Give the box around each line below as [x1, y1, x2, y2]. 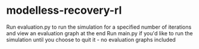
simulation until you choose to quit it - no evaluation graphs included [6, 36, 176, 43]
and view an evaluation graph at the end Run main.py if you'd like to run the [6, 29, 194, 36]
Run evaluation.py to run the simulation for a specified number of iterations [6, 23, 192, 30]
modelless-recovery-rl [6, 4, 122, 17]
